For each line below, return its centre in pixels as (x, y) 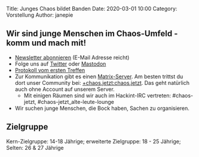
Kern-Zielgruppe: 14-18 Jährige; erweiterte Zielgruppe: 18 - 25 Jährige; (94, 141)
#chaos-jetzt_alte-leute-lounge (76, 101)
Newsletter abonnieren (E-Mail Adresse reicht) (72, 57)
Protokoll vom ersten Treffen (50, 70)
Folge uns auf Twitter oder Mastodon (60, 64)
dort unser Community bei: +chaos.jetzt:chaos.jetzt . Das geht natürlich (102, 82)
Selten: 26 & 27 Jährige (35, 147)
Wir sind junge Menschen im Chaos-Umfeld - (92, 34)
